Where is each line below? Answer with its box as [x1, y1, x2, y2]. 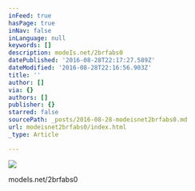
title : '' [8, 71, 42, 79]
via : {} [8, 86, 34, 94]
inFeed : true [8, 11, 52, 20]
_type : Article [8, 130, 59, 138]
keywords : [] [8, 42, 52, 50]
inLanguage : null [8, 34, 66, 42]
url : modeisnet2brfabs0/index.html [8, 123, 127, 131]
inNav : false [8, 26, 52, 34]
